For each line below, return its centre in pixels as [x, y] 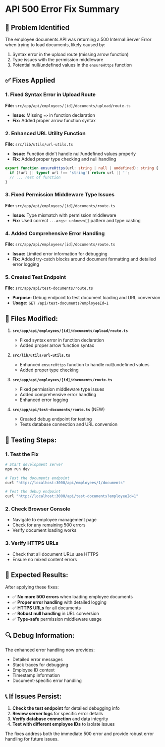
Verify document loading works [44, 530]
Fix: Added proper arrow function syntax [54, 120]
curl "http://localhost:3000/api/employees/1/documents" [65, 483]
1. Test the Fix [22, 454]
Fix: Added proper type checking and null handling [64, 159]
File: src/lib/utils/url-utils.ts [39, 144]
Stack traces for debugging [40, 665]
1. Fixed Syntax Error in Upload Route [50, 94]
